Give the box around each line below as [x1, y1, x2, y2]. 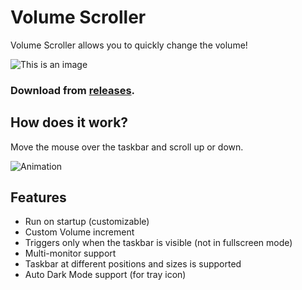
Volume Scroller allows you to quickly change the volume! [10, 39, 248, 51]
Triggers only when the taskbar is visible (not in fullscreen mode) [24, 237, 293, 249]
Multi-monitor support [24, 247, 117, 260]
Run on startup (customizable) [24, 216, 150, 228]
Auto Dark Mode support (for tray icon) [24, 269, 187, 281]
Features [10, 189, 67, 206]
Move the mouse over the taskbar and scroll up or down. [10, 141, 244, 153]
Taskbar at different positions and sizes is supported [24, 258, 242, 270]
